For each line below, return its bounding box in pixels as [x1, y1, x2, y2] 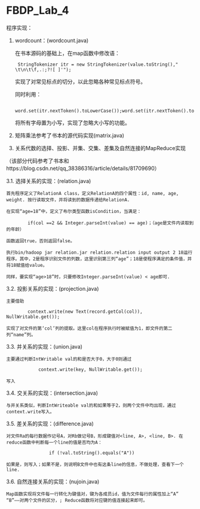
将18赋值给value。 [6, 262, 48, 268]
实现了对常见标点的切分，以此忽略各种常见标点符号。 [14, 78, 146, 85]
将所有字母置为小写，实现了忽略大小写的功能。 [14, 119, 130, 126]
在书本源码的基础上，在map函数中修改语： [14, 49, 121, 57]
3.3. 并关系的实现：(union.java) [6, 343, 82, 350]
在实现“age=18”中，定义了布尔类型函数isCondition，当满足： [6, 208, 141, 214]
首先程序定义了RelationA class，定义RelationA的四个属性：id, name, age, [6, 190, 179, 196]
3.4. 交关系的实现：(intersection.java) [6, 389, 99, 397]
